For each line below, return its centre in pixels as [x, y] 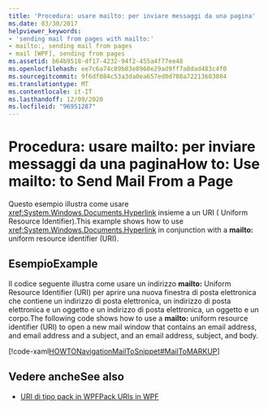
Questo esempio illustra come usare [69, 204]
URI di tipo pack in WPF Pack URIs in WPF [90, 396]
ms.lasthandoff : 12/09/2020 [56, 99]
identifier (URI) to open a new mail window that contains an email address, [133, 327]
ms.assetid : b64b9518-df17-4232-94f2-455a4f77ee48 [96, 62]
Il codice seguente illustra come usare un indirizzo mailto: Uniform [120, 283]
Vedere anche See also [66, 377]
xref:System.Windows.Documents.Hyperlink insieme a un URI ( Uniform [128, 213]
